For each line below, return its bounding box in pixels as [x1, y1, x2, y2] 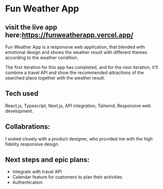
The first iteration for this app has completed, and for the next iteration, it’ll [5, 64, 158, 70]
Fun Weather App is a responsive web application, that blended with [5, 44, 146, 50]
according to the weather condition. [5, 54, 79, 60]
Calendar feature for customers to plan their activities [12, 174, 123, 180]
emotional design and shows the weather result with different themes [5, 49, 148, 55]
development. [5, 108, 33, 114]
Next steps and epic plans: [5, 155, 90, 164]
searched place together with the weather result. [5, 75, 106, 80]
